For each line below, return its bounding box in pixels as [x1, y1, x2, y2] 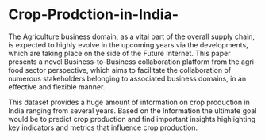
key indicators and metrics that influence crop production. [8, 123, 198, 132]
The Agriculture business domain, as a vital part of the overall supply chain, [8, 32, 255, 41]
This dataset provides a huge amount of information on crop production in [8, 97, 250, 107]
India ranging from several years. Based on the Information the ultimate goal [8, 105, 257, 115]
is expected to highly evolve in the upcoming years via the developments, [8, 40, 248, 49]
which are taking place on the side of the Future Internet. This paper [8, 48, 231, 58]
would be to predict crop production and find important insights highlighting [8, 114, 256, 123]
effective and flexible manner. [8, 81, 106, 92]
